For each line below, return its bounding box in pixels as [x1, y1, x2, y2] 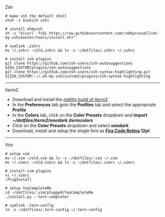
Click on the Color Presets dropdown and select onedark [12, 123, 129, 128]
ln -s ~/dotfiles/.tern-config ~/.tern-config [5, 207, 102, 212]
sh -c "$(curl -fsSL [5, 31, 48, 36]
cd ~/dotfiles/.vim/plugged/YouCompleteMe [5, 190, 93, 195]
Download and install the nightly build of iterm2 [12, 97, 108, 102]
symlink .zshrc [9, 44, 41, 49]
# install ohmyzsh [5, 27, 43, 31]
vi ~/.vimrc [5, 173, 29, 178]
